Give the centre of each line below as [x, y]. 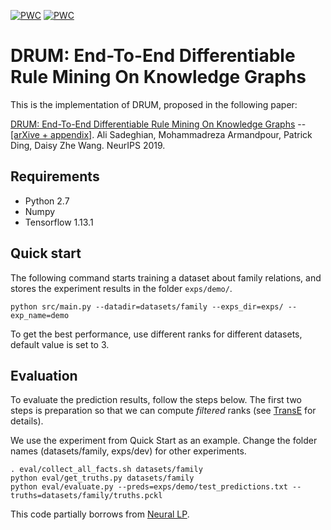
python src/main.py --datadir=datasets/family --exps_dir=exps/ [147, 306]
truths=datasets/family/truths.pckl [86, 496]
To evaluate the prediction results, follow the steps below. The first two [156, 400]
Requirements [55, 176]
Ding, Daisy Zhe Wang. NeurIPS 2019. [88, 145]
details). [27, 421]
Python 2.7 [47, 201]
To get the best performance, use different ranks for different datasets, [156, 334]
